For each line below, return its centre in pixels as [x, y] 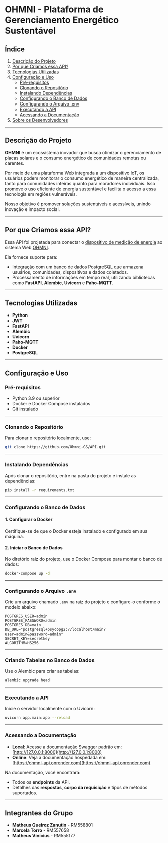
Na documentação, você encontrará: [43, 772]
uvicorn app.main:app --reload [38, 718]
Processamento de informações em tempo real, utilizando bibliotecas [84, 277]
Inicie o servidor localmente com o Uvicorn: [50, 709]
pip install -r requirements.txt [40, 490]
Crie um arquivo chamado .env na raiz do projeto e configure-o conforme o [83, 602]
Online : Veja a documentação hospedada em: [59, 757]
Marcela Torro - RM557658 [41, 830]
